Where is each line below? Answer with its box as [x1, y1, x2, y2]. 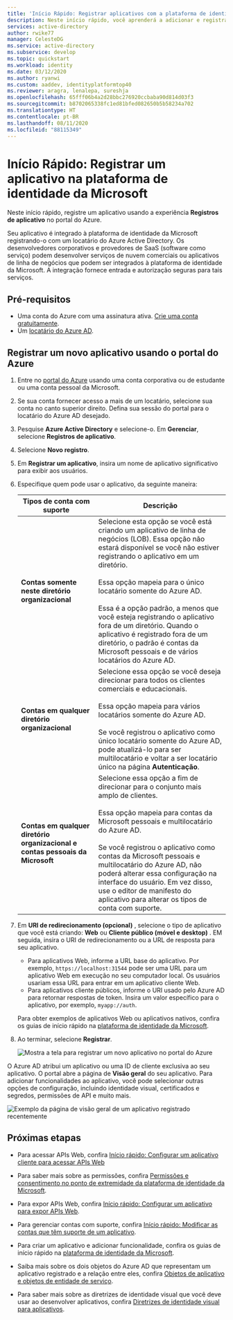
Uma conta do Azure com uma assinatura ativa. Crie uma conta [17, 312, 199, 320]
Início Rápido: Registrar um [7, 156, 166, 172]
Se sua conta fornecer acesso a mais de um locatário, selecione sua [17, 397, 213, 405]
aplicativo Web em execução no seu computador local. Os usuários [27, 971, 221, 980]
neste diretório [20, 586, 71, 596]
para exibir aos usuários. [17, 466, 88, 475]
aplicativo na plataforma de [7, 171, 169, 186]
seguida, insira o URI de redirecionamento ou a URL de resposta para [17, 935, 215, 944]
